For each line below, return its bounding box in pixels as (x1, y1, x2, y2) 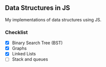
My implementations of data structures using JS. (5, 17, 102, 22)
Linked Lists (12, 51, 36, 57)
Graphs (12, 46, 27, 51)
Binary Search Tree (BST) (12, 40, 63, 46)
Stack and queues (12, 56, 48, 62)
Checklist (5, 29, 28, 35)
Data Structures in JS (5, 4, 70, 12)
